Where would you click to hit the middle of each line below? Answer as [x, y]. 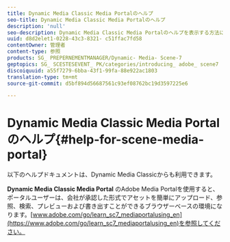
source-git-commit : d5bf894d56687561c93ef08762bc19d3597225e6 [98, 83]
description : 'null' [37, 26]
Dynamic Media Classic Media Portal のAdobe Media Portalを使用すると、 [113, 189]
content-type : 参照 [34, 52]
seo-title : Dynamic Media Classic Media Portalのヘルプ [86, 20]
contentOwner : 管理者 [36, 45]
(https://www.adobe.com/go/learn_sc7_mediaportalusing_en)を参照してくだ [114, 224]
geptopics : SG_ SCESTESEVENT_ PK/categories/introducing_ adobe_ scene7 [113, 64]
